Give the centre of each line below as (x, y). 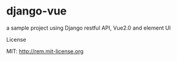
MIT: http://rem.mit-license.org (45, 51)
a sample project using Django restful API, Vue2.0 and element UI (88, 28)
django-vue (37, 11)
